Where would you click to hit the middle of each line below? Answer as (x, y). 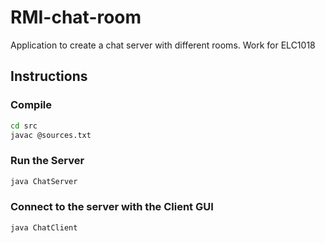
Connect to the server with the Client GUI (112, 207)
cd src (24, 126)
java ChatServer (44, 181)
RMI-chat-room (76, 17)
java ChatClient (44, 227)
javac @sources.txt (51, 135)
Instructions (49, 76)
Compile (31, 105)
